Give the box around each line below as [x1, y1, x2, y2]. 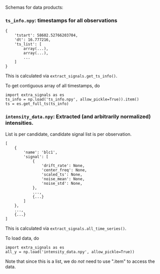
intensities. [5, 119, 34, 126]
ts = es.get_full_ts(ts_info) [5, 101, 69, 107]
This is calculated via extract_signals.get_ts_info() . [5, 73, 117, 79]
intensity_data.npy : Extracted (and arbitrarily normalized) [5, 113, 151, 120]
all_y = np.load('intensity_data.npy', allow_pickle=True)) [5, 249, 135, 254]
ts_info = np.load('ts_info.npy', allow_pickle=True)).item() [5, 97, 139, 102]
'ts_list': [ [14, 42, 42, 47]
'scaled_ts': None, [41, 172, 83, 177]
